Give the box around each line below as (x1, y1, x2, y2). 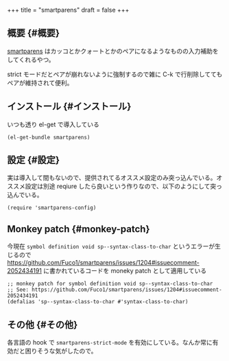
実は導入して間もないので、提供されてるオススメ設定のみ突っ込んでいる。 (7, 174, 217, 182)
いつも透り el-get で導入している (7, 120, 99, 128)
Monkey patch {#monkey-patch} (7, 223, 150, 235)
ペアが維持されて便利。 (7, 78, 73, 86)
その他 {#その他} (7, 318, 78, 330)
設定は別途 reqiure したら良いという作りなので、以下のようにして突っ (25, 182, 223, 191)
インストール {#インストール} (7, 101, 132, 113)
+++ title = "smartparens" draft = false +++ (7, 6, 130, 14)
